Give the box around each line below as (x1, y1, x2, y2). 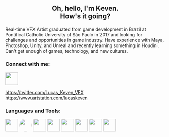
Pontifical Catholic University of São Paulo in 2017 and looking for (5, 32, 143, 38)
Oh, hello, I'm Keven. (51, 4, 119, 13)
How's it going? (60, 12, 111, 21)
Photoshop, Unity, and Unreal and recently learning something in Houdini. (5, 42, 159, 49)
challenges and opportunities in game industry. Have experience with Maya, (5, 37, 164, 43)
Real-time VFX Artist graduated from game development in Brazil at (5, 26, 146, 32)
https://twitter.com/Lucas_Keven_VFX (5, 89, 84, 95)
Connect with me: (5, 61, 50, 68)
